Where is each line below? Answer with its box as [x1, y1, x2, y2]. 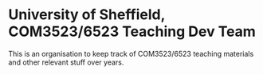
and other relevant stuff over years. [8, 57, 124, 67]
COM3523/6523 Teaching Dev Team [8, 22, 257, 41]
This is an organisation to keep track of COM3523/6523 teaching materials [8, 49, 254, 58]
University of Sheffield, [8, 6, 166, 24]
